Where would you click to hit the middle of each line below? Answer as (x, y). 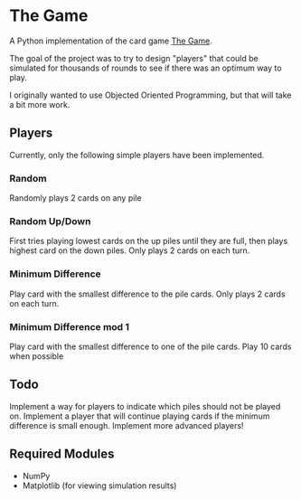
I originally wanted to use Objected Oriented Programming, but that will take (150, 95)
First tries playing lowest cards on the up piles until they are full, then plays (149, 241)
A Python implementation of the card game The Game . (111, 41)
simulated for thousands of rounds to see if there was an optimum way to (146, 68)
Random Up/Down (50, 221)
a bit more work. (40, 104)
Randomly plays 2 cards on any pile (75, 198)
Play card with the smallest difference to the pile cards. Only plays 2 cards (148, 294)
